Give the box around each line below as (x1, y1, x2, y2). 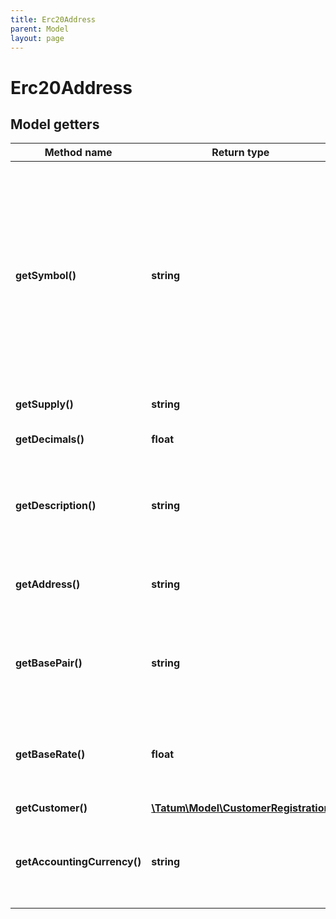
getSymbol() (15, 269, 77, 283)
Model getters (10, 116, 100, 133)
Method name (44, 146, 113, 160)
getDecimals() (15, 432, 85, 446)
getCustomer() (15, 801, 88, 815)
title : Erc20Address (10, 14, 97, 25)
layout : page (10, 33, 65, 43)
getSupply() (15, 397, 74, 411)
